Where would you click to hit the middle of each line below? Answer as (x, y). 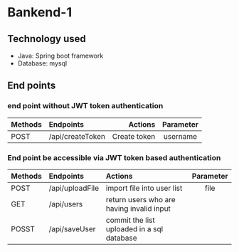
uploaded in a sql (134, 229)
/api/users (66, 204)
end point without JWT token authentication (85, 106)
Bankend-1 (40, 12)
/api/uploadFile (74, 188)
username (180, 136)
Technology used (47, 39)
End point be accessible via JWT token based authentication (114, 157)
